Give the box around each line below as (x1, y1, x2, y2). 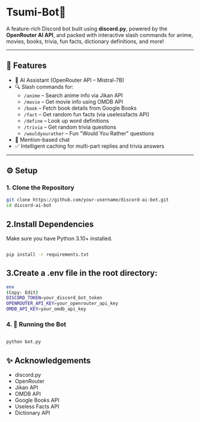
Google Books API (14, 396, 60, 404)
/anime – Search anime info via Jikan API (23, 92, 123, 99)
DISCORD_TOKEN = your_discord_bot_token (6, 295, 102, 301)
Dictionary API (14, 409, 51, 417)
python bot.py (6, 339, 42, 345)
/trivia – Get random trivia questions (23, 123, 117, 131)
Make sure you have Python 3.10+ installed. (6, 235, 113, 242)
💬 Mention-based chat (14, 136, 70, 143)
